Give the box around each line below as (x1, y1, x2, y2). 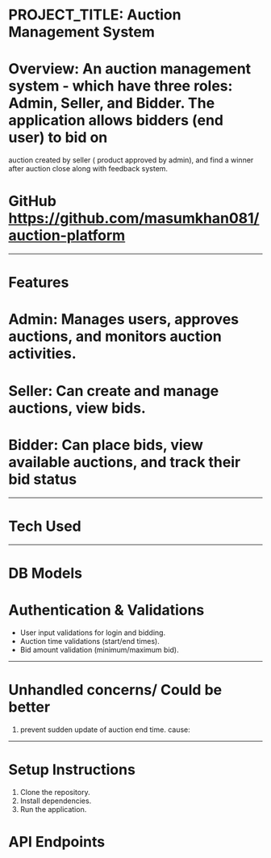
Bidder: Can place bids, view (8, 435, 203, 454)
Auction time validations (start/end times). (19, 636, 160, 646)
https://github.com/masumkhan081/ (8, 209, 260, 228)
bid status (8, 470, 77, 488)
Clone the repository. (19, 787, 90, 797)
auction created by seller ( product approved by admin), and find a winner (8, 155, 254, 165)
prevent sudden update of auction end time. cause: (19, 725, 191, 734)
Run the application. (19, 804, 87, 814)
